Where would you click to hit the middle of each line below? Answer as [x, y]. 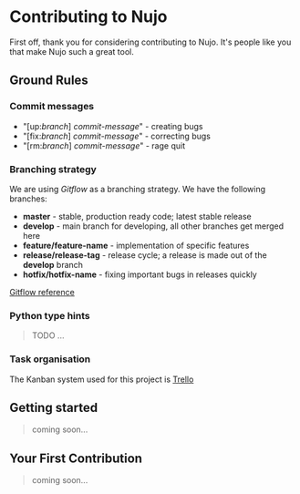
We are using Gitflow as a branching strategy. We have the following [138, 189]
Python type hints [50, 315]
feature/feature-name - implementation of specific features [136, 245]
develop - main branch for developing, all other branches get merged [153, 226]
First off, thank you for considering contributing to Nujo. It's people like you [150, 42]
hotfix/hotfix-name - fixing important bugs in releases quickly [140, 274]
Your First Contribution [76, 458]
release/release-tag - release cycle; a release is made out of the [145, 255]
